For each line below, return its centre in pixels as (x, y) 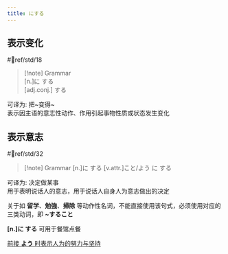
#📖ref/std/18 (25, 60)
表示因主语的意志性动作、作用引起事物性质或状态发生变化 (88, 113)
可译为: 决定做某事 (33, 183)
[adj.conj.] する (45, 90)
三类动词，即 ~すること (40, 214)
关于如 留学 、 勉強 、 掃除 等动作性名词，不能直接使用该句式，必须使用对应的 (114, 206)
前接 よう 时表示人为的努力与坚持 (54, 244)
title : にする (26, 13)
